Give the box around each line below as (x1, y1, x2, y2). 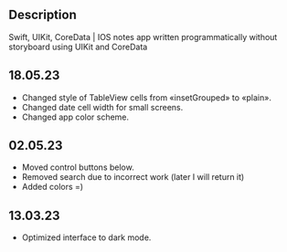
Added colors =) (21, 182, 84, 193)
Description (8, 7, 77, 23)
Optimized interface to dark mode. (21, 232, 152, 243)
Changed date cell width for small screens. (21, 101, 184, 112)
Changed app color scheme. (21, 111, 130, 122)
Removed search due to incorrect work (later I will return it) (21, 172, 245, 183)
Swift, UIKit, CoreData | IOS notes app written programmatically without (8, 31, 278, 42)
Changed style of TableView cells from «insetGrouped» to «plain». (21, 91, 271, 103)
